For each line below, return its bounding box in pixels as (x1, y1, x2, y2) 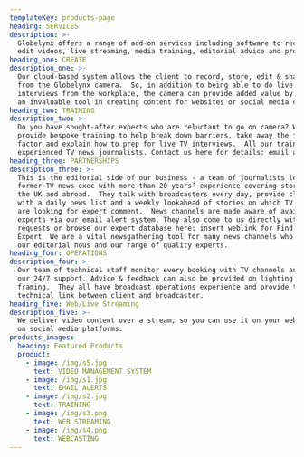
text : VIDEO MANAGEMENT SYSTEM (33, 367, 152, 376)
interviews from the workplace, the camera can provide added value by (17, 89, 294, 98)
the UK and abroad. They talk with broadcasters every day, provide (17, 190, 285, 199)
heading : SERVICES (9, 22, 79, 31)
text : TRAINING (33, 400, 91, 410)
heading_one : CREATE (9, 55, 88, 64)
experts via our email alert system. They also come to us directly (17, 214, 281, 224)
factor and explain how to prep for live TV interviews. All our (17, 139, 273, 148)
